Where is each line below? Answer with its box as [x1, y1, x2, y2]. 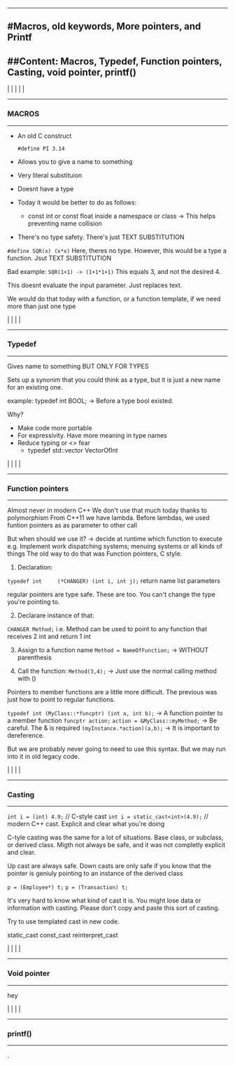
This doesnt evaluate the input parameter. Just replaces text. [7, 281, 183, 289]
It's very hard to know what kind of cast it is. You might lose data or [7, 896, 201, 905]
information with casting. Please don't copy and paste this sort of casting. [7, 904, 220, 912]
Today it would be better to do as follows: [17, 198, 137, 207]
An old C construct [17, 131, 72, 140]
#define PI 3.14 [17, 145, 65, 152]
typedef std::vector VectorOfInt [27, 446, 118, 454]
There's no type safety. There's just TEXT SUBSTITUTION [17, 233, 185, 241]
